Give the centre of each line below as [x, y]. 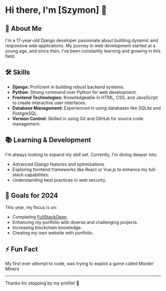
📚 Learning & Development [48, 140]
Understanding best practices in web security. [59, 180]
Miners [12, 269]
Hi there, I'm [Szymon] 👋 [56, 10]
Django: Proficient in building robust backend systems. [68, 87]
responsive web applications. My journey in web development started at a [80, 46]
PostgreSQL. [25, 113]
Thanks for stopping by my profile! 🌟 [42, 283]
